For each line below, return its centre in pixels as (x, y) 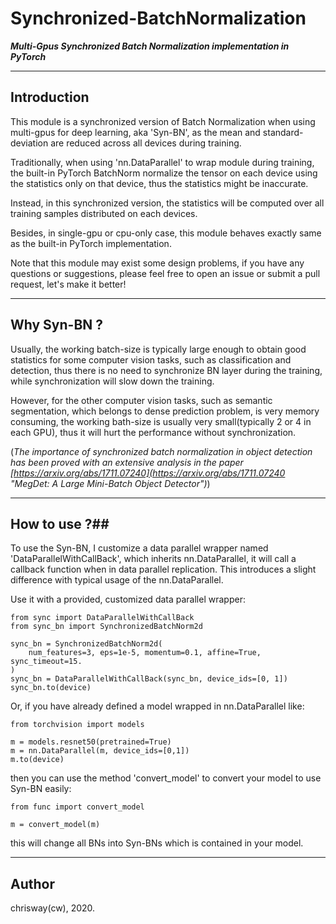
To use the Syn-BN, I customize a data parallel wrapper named (139, 548)
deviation (29, 143)
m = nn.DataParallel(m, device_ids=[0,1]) (100, 751)
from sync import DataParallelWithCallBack (102, 618)
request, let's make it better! (68, 284)
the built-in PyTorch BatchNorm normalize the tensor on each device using (164, 173)
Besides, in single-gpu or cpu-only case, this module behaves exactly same (166, 233)
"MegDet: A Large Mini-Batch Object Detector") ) (110, 483)
